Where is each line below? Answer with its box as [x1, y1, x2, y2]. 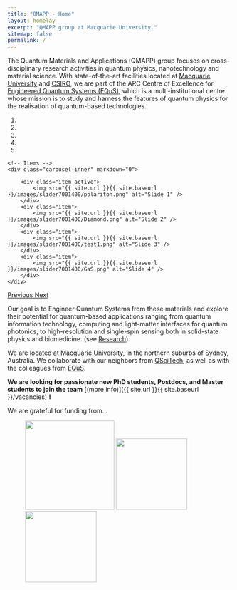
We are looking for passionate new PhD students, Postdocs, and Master [7, 378, 224, 386]
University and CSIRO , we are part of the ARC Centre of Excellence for [7, 79, 214, 88]
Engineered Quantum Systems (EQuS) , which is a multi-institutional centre [7, 87, 226, 95]
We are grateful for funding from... [7, 407, 108, 415]
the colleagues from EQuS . [7, 364, 86, 373]
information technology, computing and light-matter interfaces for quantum [7, 320, 228, 328]
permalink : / [7, 37, 46, 44]
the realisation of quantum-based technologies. [7, 102, 147, 110]
